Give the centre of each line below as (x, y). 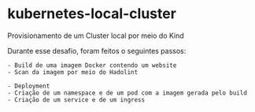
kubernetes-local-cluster (92, 14)
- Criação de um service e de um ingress (76, 99)
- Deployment (29, 86)
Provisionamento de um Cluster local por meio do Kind (96, 35)
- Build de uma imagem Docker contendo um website (92, 65)
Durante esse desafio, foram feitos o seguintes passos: (97, 50)
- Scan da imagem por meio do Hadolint (73, 72)
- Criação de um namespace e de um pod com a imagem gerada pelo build (127, 93)
